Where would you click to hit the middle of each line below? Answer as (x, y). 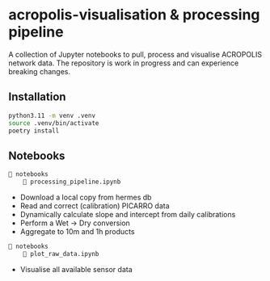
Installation (37, 97)
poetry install (34, 131)
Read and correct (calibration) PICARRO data (95, 206)
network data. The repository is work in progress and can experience (124, 63)
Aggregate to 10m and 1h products (77, 231)
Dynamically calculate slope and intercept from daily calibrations (128, 214)
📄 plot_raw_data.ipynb (61, 254)
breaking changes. (40, 71)
